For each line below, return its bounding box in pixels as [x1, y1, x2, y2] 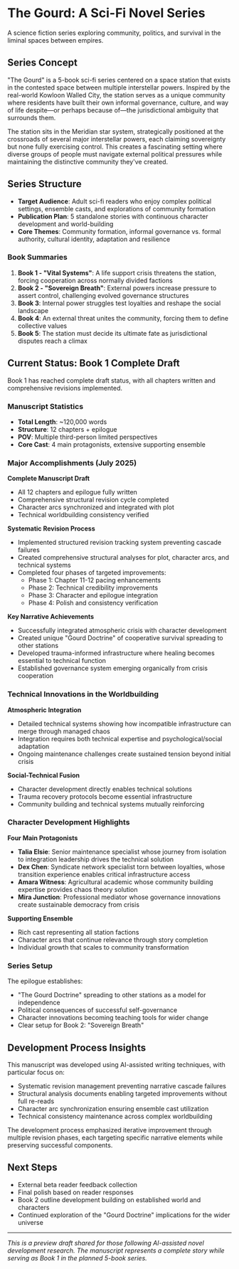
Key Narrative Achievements [7, 612, 95, 621]
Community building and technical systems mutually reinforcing [17, 800, 205, 808]
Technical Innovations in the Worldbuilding [7, 689, 159, 699]
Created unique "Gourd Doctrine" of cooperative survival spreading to [17, 634, 223, 642]
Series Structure [7, 178, 82, 190]
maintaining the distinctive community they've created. [7, 157, 169, 166]
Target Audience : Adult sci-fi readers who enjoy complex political [17, 197, 212, 206]
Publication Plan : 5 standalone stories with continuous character [17, 212, 208, 221]
